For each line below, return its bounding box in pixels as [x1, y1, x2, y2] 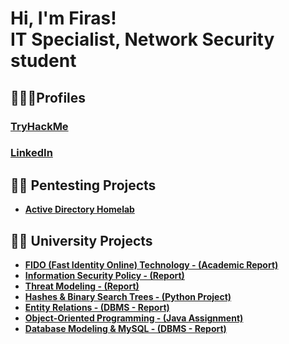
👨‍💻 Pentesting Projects [10, 177, 157, 194]
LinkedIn [10, 146, 53, 160]
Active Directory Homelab [24, 203, 135, 216]
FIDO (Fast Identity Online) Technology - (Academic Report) [24, 259, 279, 271]
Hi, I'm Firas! [10, 7, 117, 30]
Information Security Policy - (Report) [24, 270, 185, 282]
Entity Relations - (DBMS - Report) [24, 302, 170, 314]
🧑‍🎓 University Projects [10, 232, 153, 249]
